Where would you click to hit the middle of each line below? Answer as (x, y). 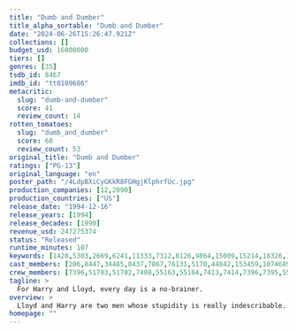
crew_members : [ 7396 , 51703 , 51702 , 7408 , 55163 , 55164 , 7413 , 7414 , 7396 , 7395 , (146, 273)
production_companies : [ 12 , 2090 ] (71, 190)
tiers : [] (27, 58)
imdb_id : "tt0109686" (49, 83)
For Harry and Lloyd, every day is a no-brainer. (110, 289)
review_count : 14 (49, 116)
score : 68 (35, 141)
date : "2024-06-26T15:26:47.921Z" (73, 34)
